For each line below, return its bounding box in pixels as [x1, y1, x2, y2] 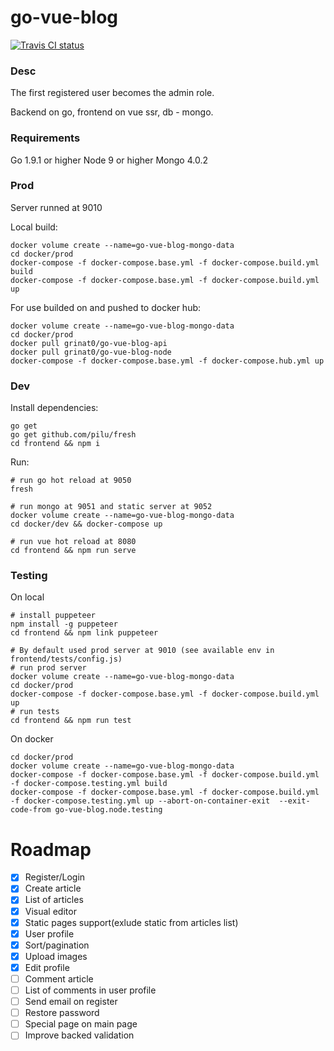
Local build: [10, 221, 58, 233]
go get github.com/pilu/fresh [10, 430, 137, 440]
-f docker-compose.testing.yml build [10, 779, 168, 789]
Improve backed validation [24, 1029, 135, 1041]
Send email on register [24, 996, 118, 1008]
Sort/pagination [24, 939, 90, 951]
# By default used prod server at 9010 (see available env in [10, 646, 275, 656]
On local [10, 591, 45, 603]
